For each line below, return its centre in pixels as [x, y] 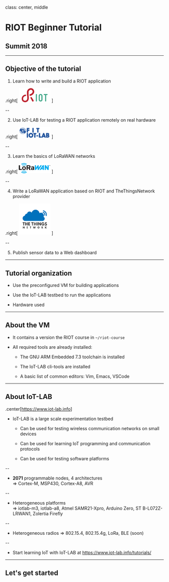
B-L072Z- [152, 508]
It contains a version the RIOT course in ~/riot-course [68, 337]
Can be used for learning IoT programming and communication [85, 443]
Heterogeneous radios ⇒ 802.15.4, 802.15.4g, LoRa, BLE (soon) [78, 533]
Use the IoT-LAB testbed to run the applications [62, 295]
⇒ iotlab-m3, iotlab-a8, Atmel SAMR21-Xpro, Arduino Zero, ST [77, 508]
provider [21, 197]
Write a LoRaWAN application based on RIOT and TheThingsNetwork [83, 191]
